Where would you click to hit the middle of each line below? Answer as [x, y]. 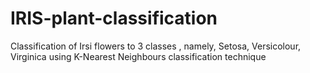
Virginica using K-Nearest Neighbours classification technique [138, 56]
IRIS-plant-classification [114, 18]
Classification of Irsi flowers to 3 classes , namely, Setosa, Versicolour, [156, 46]
